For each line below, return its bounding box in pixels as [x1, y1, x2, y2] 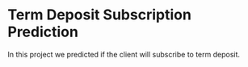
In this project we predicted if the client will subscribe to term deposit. [7, 49, 240, 59]
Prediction [7, 23, 78, 41]
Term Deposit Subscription [7, 6, 191, 24]
